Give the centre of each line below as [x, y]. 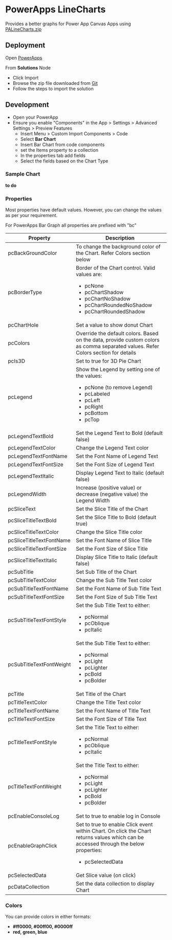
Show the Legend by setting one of [118, 370]
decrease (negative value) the [112, 494]
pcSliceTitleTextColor [33, 532]
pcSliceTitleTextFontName [39, 540]
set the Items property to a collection [59, 150]
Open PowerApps [24, 58]
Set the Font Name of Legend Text [117, 456]
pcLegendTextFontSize [36, 465]
